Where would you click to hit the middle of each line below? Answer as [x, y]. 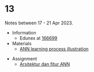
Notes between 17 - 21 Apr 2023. [39, 23]
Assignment [25, 58]
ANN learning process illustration [54, 49]
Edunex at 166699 [38, 38]
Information [24, 32]
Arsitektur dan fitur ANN [45, 64]
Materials [22, 43]
